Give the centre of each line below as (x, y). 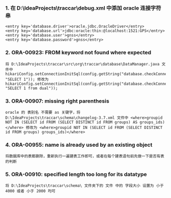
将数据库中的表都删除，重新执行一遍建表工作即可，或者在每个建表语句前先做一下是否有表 (85, 156)
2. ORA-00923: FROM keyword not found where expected (78, 53)
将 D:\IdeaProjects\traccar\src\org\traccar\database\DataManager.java (82, 64)
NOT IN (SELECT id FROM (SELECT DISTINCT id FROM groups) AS (72, 122)
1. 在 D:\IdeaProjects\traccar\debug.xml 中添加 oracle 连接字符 (83, 8)
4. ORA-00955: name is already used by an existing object (79, 145)
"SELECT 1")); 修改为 (27, 79)
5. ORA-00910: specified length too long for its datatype (76, 175)
